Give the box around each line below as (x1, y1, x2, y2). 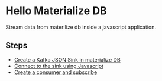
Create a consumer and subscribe (14, 69, 98, 76)
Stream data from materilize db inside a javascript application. (5, 23, 157, 31)
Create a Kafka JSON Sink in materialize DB (14, 56, 121, 63)
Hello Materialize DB (5, 4, 107, 18)
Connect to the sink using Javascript (14, 62, 104, 69)
